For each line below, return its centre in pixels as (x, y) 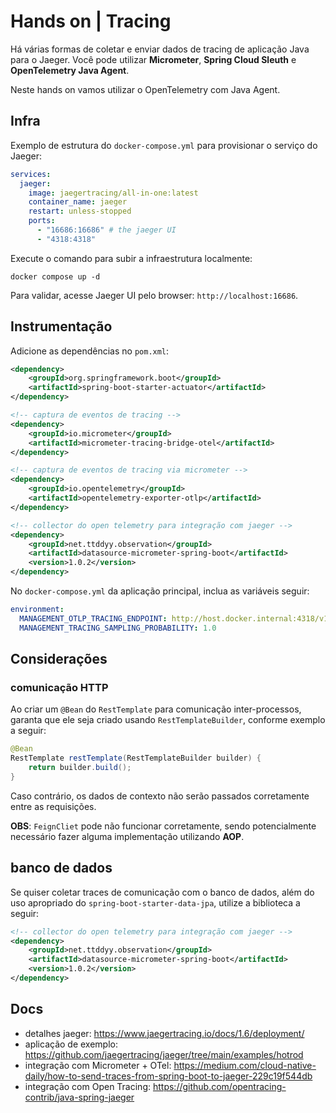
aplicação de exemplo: (71, 1044)
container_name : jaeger (78, 202)
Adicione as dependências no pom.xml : (90, 351)
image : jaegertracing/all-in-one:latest (113, 193)
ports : (42, 221)
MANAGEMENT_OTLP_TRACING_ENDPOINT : (93, 618)
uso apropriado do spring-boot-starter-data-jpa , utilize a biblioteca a (155, 902)
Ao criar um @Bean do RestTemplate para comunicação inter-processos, (156, 709)
